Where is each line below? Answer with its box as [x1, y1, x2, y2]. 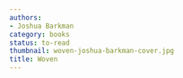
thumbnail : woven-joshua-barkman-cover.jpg [9, 47, 175, 56]
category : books [9, 30, 70, 39]
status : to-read [9, 38, 70, 48]
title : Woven [9, 55, 58, 64]
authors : [9, 13, 42, 22]
